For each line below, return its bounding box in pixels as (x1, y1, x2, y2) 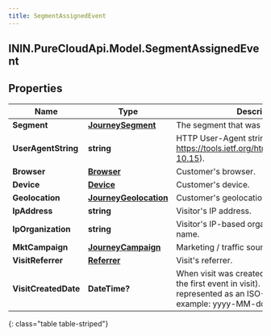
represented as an (176, 288, 245, 299)
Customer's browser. (176, 166, 256, 177)
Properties (8, 82, 63, 95)
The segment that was (176, 119, 261, 130)
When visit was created (176, 267, 265, 279)
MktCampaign (12, 241, 69, 253)
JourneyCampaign (87, 241, 161, 253)
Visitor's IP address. (176, 205, 252, 216)
